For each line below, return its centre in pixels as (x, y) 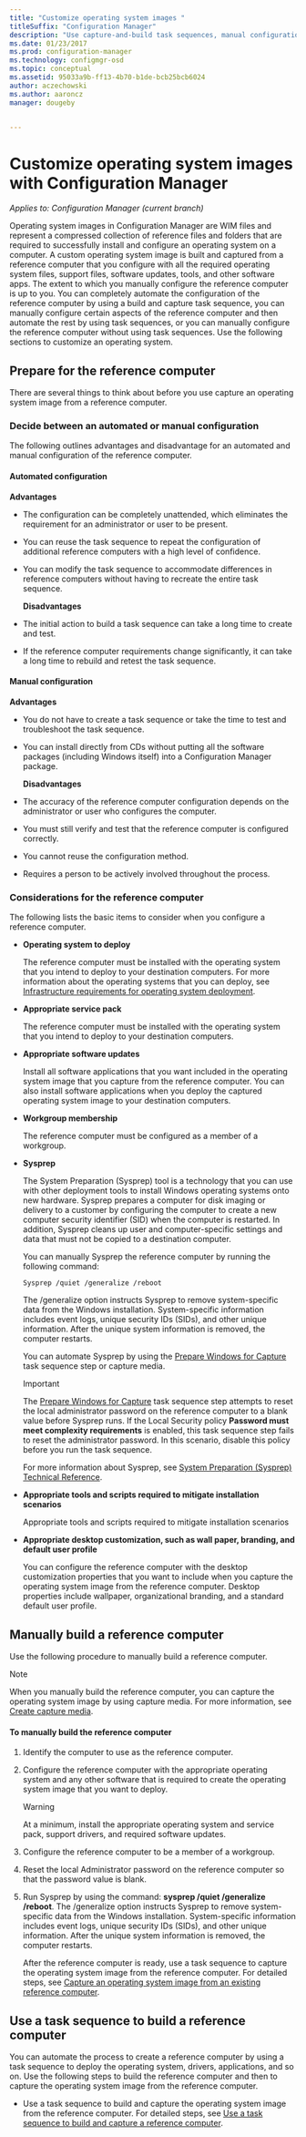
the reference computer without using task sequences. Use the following (146, 333)
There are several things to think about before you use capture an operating (152, 393)
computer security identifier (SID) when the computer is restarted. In (151, 1220)
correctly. (41, 838)
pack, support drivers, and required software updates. (124, 1834)
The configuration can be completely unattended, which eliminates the (155, 514)
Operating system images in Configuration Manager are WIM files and (140, 226)
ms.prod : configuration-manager (71, 52)
